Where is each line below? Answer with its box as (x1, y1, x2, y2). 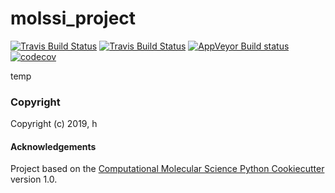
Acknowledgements (10, 140, 97, 152)
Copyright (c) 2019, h (10, 118, 98, 130)
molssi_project (10, 7, 137, 30)
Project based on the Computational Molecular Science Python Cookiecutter (10, 163, 325, 175)
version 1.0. (10, 173, 58, 186)
